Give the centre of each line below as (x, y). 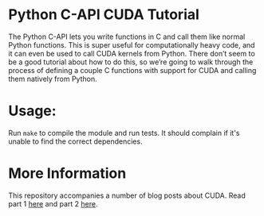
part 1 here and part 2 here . (53, 203)
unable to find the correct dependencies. (75, 141)
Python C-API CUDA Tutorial (104, 15)
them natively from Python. (53, 79)
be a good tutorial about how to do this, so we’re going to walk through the (131, 62)
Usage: (33, 111)
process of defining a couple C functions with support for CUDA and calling (132, 70)
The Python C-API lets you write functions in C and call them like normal (127, 37)
